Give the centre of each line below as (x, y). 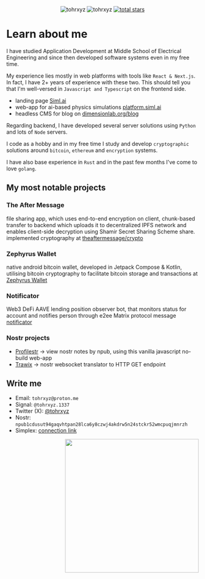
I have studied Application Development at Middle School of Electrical (94, 51)
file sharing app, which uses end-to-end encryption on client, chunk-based (101, 218)
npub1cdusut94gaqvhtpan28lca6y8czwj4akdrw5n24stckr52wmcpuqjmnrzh (101, 424)
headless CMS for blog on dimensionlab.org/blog (77, 114)
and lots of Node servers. (37, 132)
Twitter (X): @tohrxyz (42, 411)
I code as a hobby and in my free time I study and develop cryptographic (98, 144)
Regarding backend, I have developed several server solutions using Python (101, 125)
